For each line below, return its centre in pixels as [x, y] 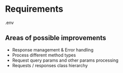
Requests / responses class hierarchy [50, 65]
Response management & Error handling [53, 49]
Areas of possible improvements [56, 38]
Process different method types [44, 55]
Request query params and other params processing [65, 60]
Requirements [34, 9]
